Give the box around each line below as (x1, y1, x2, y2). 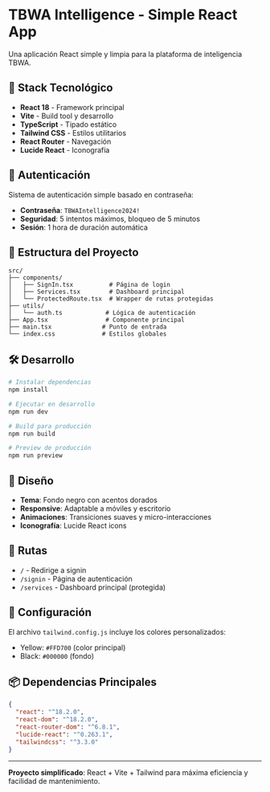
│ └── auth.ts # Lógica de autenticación (8, 309, 196, 317)
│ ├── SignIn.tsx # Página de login (8, 281, 171, 289)
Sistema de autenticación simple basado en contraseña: (8, 190, 194, 199)
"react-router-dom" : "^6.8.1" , (15, 723, 121, 732)
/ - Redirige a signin (19, 565, 87, 575)
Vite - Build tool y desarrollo (19, 111, 114, 120)
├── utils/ (8, 302, 45, 310)
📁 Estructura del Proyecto (8, 245, 139, 259)
